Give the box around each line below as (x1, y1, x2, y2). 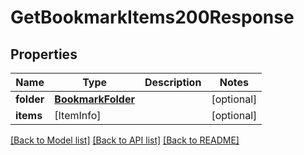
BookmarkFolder (54, 92, 135, 106)
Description (144, 76, 202, 89)
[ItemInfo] (54, 109, 102, 122)
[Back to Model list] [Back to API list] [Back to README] (10, 134, 240, 146)
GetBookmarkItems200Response (10, 6, 295, 29)
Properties (10, 46, 78, 63)
